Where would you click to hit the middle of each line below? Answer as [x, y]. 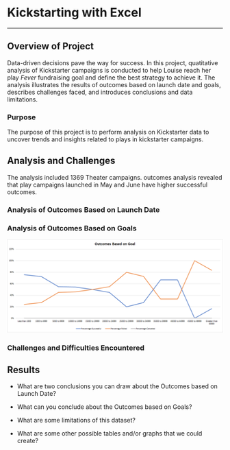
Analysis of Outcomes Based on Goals [72, 228]
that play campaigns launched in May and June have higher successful [107, 185]
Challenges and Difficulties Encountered [76, 348]
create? [28, 441]
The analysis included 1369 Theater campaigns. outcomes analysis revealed [115, 177]
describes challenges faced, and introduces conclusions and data [100, 92]
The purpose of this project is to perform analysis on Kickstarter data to [108, 132]
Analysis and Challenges [61, 161]
